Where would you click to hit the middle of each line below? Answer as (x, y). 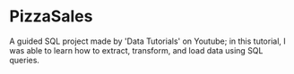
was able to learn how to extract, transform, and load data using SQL (136, 50)
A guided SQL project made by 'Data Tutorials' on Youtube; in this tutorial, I (148, 41)
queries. (25, 60)
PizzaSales (51, 16)
